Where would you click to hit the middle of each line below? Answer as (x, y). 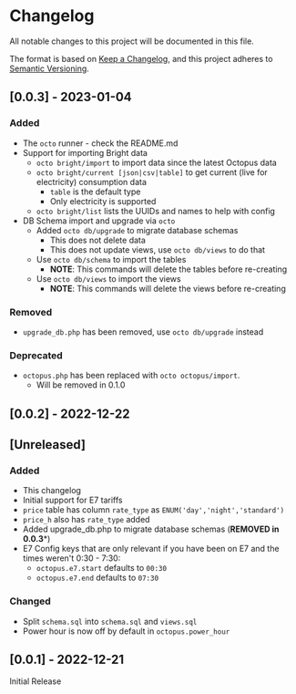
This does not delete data (97, 240)
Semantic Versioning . (49, 68)
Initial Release (36, 681)
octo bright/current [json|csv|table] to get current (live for (152, 172)
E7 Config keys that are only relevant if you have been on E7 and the (151, 549)
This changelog (52, 491)
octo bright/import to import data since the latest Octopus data (157, 162)
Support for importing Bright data (85, 152)
